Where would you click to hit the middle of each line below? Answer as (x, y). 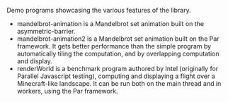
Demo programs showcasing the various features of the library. (99, 10)
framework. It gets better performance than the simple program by (114, 46)
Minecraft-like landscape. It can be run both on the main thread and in (119, 83)
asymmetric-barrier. (46, 31)
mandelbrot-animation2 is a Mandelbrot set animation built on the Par (118, 39)
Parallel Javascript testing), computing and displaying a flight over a (116, 76)
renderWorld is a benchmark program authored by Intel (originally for (118, 69)
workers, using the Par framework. (67, 91)
